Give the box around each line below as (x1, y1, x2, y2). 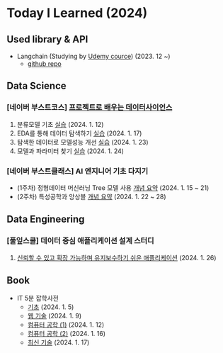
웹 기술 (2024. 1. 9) (27, 312, 82, 320)
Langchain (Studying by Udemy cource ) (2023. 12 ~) (16, 52, 171, 60)
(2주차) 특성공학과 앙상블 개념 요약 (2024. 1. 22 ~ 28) (16, 192, 167, 201)
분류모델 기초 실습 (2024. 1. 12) (16, 120, 104, 128)
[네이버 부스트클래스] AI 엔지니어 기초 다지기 (6, 166, 149, 176)
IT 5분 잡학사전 (16, 294, 59, 303)
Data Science (6, 80, 67, 92)
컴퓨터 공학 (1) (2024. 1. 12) (27, 320, 105, 329)
